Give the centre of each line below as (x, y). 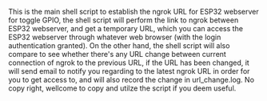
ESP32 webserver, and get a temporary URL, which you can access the (126, 28)
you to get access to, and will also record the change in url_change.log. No (131, 80)
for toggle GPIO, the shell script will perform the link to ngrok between (124, 20)
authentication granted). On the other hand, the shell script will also (119, 46)
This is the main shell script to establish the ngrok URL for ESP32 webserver (134, 12)
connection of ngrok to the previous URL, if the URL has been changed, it (129, 63)
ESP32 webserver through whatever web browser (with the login (115, 37)
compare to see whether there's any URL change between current (117, 54)
